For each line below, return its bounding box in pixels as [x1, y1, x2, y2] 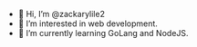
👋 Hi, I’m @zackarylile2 [17, 9, 105, 19]
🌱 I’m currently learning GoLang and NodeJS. [17, 28, 189, 38]
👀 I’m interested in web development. [17, 18, 158, 29]
